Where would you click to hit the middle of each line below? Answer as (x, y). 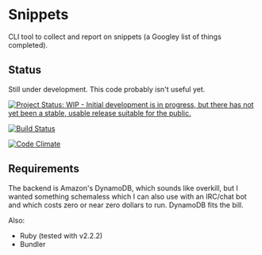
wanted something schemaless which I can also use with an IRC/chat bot (128, 196)
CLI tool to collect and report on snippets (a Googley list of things (115, 37)
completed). (28, 44)
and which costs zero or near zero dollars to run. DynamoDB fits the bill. (126, 205)
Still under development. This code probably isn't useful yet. (107, 89)
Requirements (44, 169)
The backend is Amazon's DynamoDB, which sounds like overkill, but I (123, 187)
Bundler (33, 244)
